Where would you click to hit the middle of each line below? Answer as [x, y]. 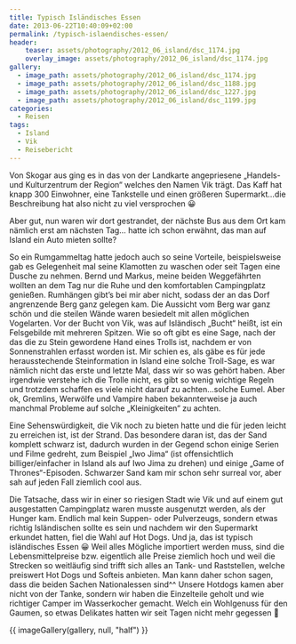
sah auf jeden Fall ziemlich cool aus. [76, 482]
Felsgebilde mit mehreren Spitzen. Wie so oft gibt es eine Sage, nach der [143, 332]
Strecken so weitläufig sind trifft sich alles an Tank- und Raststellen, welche [147, 565]
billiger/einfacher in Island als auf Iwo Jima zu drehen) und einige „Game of [147, 463]
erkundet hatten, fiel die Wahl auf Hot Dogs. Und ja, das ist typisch [131, 537]
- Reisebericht [45, 149]
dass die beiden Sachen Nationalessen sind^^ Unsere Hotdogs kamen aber [147, 584]
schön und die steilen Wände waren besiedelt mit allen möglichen [129, 313]
